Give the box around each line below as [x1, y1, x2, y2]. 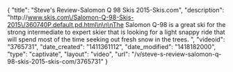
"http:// [7, 13, 28, 21]
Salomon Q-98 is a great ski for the [124, 21, 226, 28]
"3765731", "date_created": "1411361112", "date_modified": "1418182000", [7, 43, 216, 51]
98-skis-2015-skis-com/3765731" [7, 57, 104, 65]
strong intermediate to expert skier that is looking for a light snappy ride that [7, 28, 225, 36]
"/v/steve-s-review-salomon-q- [131, 50, 222, 58]
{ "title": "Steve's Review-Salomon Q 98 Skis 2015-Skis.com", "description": [7, 6, 225, 14]
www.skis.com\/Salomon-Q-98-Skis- [27, 13, 134, 21]
